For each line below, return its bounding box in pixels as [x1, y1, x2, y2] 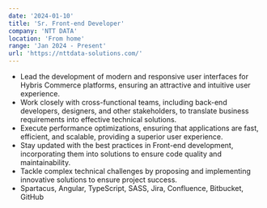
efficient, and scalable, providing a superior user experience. [19, 132, 223, 142]
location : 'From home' [8, 34, 85, 43]
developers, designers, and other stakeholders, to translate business [19, 106, 249, 116]
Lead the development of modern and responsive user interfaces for [19, 72, 249, 81]
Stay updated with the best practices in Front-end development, [19, 141, 234, 150]
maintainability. [19, 158, 71, 167]
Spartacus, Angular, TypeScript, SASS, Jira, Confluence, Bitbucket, [19, 184, 244, 193]
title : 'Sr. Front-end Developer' [8, 19, 125, 28]
